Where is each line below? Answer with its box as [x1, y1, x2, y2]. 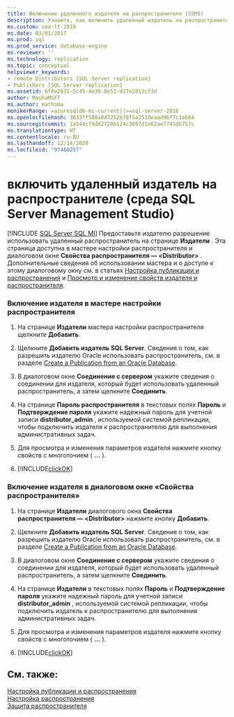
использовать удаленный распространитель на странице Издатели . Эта [7, 236, 226, 245]
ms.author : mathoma [7, 101, 64, 108]
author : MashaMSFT [7, 95, 61, 102]
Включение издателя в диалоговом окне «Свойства [7, 482, 194, 492]
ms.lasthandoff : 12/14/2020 [7, 140, 89, 147]
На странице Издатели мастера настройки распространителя [17, 323, 204, 331]
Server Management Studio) [7, 206, 175, 222]
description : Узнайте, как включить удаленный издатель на [7, 17, 182, 24]
